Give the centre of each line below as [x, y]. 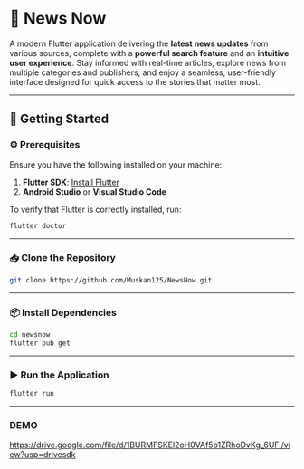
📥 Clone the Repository [62, 258]
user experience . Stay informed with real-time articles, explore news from [148, 62]
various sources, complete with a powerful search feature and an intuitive [149, 53]
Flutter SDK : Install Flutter [71, 182]
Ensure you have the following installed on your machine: [116, 164]
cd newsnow [30, 334]
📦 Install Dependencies [63, 312]
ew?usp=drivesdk [43, 455]
